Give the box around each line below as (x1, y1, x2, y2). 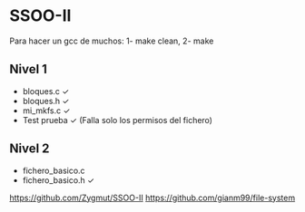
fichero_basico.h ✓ (22, 174, 95, 186)
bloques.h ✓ (22, 95, 70, 106)
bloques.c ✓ (22, 85, 70, 96)
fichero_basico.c (22, 165, 85, 176)
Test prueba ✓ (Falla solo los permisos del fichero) (22, 114, 213, 125)
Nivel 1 (9, 62, 48, 77)
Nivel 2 (9, 141, 50, 157)
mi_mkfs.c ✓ (22, 105, 71, 116)
